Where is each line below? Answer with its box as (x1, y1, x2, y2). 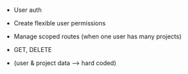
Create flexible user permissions (13, 19, 106, 27)
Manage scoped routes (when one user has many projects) (13, 32, 182, 40)
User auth (13, 6, 42, 14)
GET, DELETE (13, 46, 52, 53)
